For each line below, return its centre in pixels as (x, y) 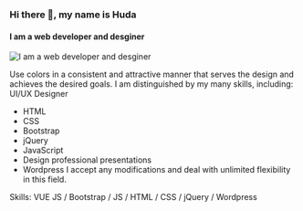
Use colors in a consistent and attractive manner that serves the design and (152, 74)
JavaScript (43, 151)
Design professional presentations (87, 160)
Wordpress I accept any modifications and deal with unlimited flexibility (157, 170)
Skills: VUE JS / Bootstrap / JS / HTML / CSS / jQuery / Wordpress (133, 197)
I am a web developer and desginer (77, 37)
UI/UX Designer (39, 94)
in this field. (44, 179)
